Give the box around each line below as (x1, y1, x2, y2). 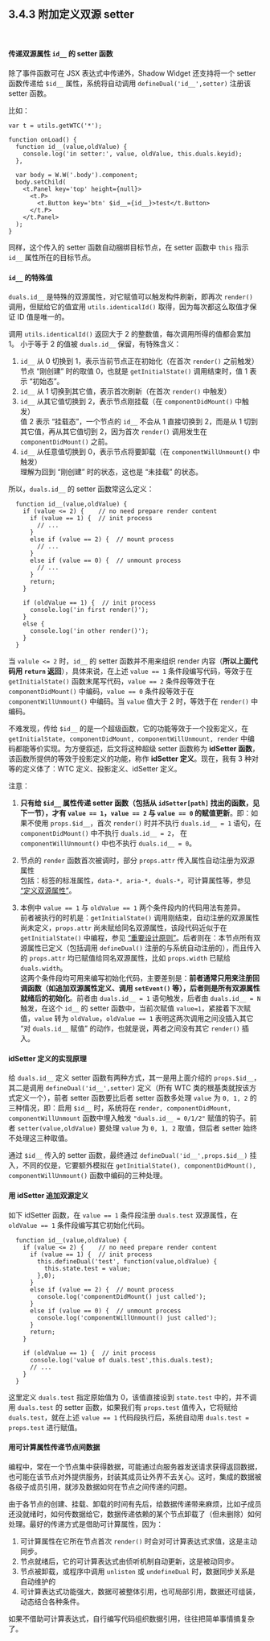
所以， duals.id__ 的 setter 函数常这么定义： (8, 484, 154, 494)
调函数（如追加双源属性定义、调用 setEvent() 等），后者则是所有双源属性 (19, 983, 261, 993)
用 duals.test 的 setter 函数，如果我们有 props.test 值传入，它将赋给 (8, 1402, 239, 1412)
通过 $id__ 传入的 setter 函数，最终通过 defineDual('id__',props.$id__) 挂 (8, 1151, 257, 1160)
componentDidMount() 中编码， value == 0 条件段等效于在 (8, 687, 194, 696)
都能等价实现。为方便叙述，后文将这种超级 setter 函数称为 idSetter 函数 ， (14, 744, 260, 754)
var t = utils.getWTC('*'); (8, 122, 103, 130)
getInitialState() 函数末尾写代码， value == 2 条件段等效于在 (8, 676, 215, 686)
